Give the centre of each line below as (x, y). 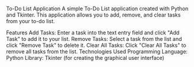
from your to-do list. (30, 21)
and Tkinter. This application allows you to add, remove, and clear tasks (93, 15)
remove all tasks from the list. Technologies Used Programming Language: (97, 52)
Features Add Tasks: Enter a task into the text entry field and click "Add (93, 33)
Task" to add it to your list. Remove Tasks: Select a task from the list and (94, 39)
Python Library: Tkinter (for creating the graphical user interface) (85, 58)
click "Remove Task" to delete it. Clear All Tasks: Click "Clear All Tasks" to (96, 45)
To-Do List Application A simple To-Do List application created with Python (97, 9)
